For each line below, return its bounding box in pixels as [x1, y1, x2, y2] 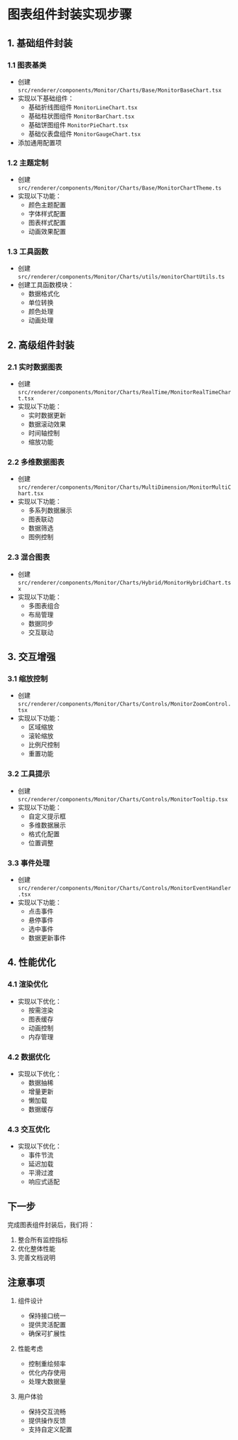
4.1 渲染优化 [7, 980, 48, 990]
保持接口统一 [28, 1311, 66, 1320]
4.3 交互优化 [7, 1124, 50, 1134]
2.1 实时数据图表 [7, 362, 63, 372]
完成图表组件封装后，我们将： [7, 1220, 94, 1229]
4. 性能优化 [7, 956, 56, 968]
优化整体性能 [17, 1245, 55, 1253]
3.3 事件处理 [7, 857, 50, 867]
